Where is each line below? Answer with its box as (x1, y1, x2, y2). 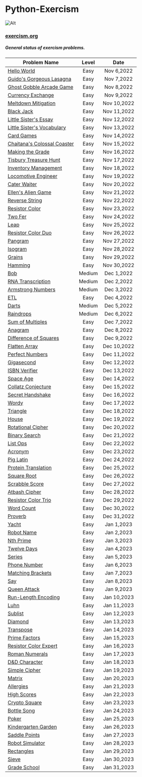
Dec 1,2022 (104, 270, 133, 277)
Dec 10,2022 (103, 342, 135, 349)
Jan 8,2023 (104, 577, 133, 584)
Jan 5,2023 (104, 553, 133, 560)
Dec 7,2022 (104, 318, 133, 325)
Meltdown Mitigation (7, 100, 56, 107)
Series (7, 553, 23, 560)
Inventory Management (7, 164, 62, 171)
